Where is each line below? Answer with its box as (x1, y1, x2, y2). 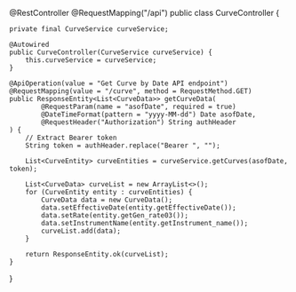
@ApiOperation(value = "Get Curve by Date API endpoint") (9, 79, 228, 88)
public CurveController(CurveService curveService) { (9, 48, 213, 57)
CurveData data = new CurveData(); (41, 195, 173, 204)
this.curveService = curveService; (25, 56, 157, 65)
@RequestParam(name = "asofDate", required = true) (41, 102, 237, 111)
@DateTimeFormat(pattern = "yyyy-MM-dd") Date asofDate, (41, 110, 256, 119)
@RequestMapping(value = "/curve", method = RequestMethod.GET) (9, 87, 252, 96)
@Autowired (9, 40, 50, 49)
